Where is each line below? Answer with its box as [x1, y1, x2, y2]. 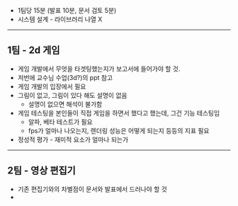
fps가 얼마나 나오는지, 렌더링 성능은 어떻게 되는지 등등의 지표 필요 [28, 126, 210, 135]
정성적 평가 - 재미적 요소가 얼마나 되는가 [17, 135, 129, 144]
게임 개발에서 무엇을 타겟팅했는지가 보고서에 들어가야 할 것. [17, 64, 181, 73]
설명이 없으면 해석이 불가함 [28, 100, 103, 108]
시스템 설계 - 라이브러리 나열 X [17, 15, 103, 23]
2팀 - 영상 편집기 [7, 165, 76, 177]
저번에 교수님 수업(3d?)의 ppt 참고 [17, 73, 113, 81]
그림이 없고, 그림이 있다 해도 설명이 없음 [17, 91, 127, 99]
